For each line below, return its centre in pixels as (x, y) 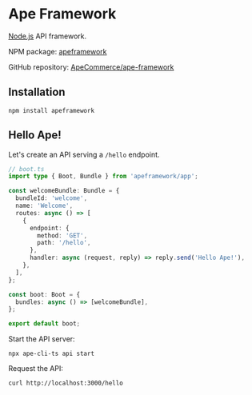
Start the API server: (42, 339)
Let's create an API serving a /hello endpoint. (84, 154)
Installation (37, 92)
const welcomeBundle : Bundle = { (64, 191)
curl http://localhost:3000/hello (66, 383)
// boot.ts (26, 169)
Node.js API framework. (48, 36)
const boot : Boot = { (44, 294)
